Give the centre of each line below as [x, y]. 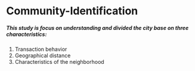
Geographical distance [43, 55]
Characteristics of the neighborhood [59, 62]
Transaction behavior [41, 50]
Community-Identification [72, 11]
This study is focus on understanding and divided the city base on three [97, 27]
